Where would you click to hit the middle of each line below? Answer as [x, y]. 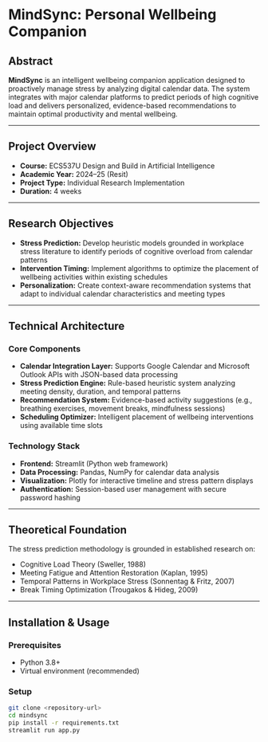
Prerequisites [35, 645]
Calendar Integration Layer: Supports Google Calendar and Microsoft [134, 366]
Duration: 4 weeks [51, 191]
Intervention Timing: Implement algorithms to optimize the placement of [139, 268]
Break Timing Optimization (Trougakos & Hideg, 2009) [109, 590]
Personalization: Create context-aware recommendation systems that [135, 285]
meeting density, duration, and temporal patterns [100, 391]
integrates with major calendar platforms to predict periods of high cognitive [134, 97]
